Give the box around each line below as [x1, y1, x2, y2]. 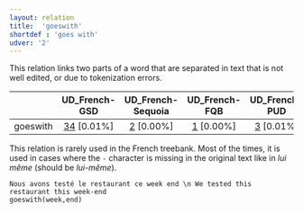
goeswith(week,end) [9, 195, 83, 205]
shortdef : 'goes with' [9, 30, 99, 39]
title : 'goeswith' [9, 22, 83, 31]
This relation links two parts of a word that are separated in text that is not [9, 63, 284, 74]
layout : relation [9, 13, 75, 22]
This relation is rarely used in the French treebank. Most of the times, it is [9, 143, 281, 154]
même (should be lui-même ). [9, 163, 117, 173]
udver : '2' [9, 38, 50, 48]
